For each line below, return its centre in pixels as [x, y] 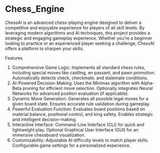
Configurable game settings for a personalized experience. [71, 145]
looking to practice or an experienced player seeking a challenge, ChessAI [80, 43]
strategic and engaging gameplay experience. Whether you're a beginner [79, 38]
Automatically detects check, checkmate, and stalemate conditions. [80, 78]
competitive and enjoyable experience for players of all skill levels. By [75, 27]
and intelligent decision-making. [44, 119]
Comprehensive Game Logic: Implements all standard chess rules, [79, 67]
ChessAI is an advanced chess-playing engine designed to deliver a [73, 22]
